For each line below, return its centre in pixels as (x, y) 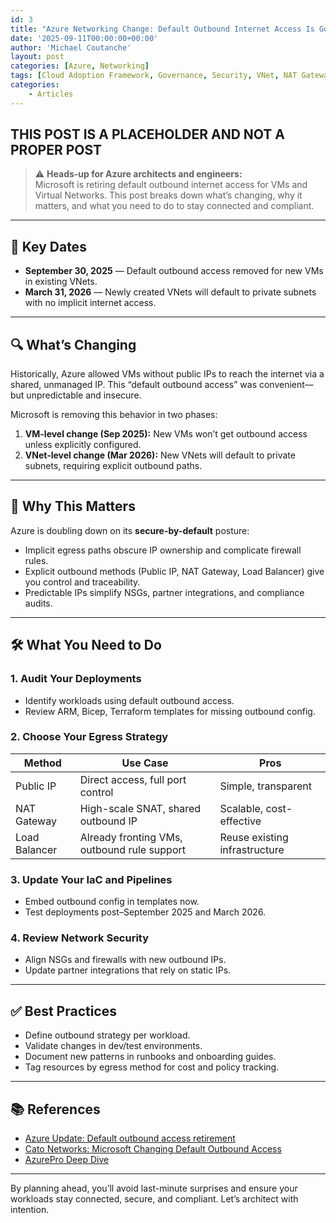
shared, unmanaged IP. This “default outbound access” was (134, 385)
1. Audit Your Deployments (76, 679)
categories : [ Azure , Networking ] (80, 66)
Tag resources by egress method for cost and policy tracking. (152, 1067)
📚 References (55, 1109)
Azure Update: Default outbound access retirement (130, 1138)
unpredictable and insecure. (84, 395)
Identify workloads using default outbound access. (129, 700)
